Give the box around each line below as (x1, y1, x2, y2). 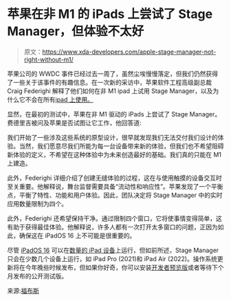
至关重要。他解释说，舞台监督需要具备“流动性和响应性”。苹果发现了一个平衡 (7, 182, 223, 190)
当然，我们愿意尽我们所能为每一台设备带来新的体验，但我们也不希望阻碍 (19, 142, 224, 150)
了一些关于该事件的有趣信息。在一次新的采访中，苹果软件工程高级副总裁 (7, 78, 212, 86)
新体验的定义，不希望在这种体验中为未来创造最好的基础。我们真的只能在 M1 (7, 150, 222, 158)
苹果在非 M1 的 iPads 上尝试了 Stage (7, 6, 213, 22)
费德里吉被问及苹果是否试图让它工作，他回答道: (7, 118, 142, 127)
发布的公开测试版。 (12, 271, 67, 280)
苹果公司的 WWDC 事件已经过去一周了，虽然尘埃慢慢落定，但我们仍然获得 (7, 70, 219, 78)
